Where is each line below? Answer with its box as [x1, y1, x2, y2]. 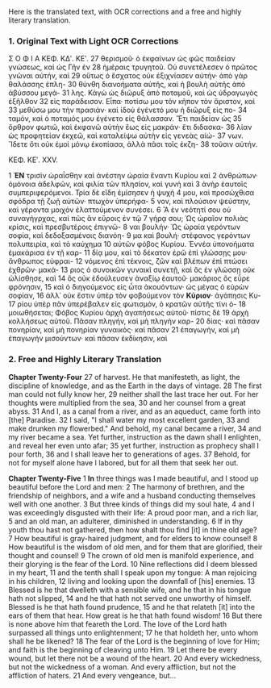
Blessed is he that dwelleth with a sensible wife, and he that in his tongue [8, 585, 252, 594]
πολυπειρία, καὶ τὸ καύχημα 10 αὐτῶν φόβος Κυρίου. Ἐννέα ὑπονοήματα [8, 240, 255, 249]
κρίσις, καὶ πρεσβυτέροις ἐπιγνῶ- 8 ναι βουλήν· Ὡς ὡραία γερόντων [8, 222, 240, 232]
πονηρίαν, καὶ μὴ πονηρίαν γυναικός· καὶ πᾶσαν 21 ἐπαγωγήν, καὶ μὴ [8, 325, 240, 335]
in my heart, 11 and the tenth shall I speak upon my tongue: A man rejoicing [8, 568, 257, 578]
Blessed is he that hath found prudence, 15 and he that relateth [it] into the [8, 602, 256, 611]
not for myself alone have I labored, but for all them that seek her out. [8, 457, 239, 467]
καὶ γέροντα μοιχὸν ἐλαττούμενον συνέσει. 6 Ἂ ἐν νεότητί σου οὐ [8, 205, 231, 215]
